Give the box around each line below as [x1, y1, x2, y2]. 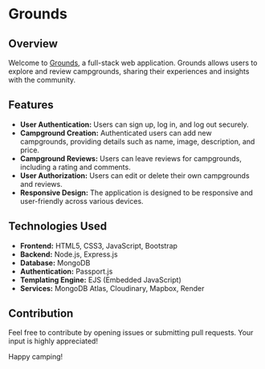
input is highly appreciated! [8, 336, 99, 346]
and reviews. [19, 179, 63, 189]
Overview [8, 37, 59, 51]
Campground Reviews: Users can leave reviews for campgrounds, [19, 153, 243, 163]
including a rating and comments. [19, 162, 131, 172]
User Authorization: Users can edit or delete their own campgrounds [19, 170, 251, 180]
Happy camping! [8, 352, 63, 362]
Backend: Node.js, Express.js [19, 249, 118, 259]
